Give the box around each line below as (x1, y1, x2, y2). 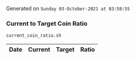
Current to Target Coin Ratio (6, 19, 88, 27)
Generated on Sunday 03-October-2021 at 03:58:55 (6, 5, 130, 12)
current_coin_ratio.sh (6, 33, 62, 39)
